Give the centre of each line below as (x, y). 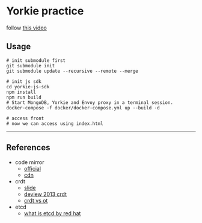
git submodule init (31, 66)
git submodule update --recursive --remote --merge (72, 71)
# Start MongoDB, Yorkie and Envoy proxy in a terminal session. (90, 102)
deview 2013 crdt (45, 194)
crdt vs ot (36, 200)
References (28, 148)
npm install (21, 92)
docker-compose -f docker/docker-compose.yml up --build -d (83, 108)
